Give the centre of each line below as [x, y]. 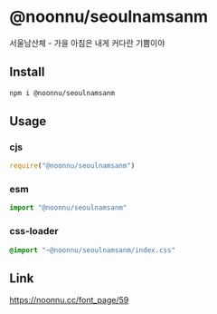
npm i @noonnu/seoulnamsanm [62, 93]
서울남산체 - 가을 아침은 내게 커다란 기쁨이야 [87, 43]
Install [27, 72]
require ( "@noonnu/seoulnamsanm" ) [72, 166]
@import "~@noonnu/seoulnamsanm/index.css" [93, 250]
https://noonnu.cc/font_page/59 [69, 300]
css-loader [34, 231]
